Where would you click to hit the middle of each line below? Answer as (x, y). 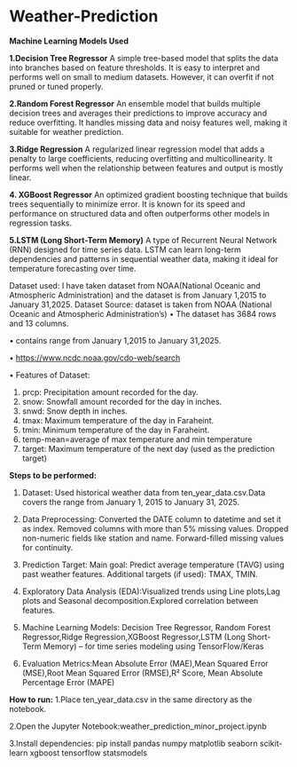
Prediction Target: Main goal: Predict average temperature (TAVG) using (153, 565)
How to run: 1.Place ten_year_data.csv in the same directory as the (131, 700)
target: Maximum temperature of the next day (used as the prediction (148, 448)
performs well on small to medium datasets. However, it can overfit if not (142, 76)
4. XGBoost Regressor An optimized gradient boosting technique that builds (148, 194)
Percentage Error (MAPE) (68, 682)
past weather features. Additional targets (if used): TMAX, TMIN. (140, 573)
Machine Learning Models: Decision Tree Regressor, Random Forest (146, 627)
